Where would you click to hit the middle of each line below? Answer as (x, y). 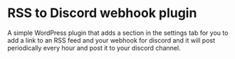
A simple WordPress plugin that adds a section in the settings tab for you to (118, 33)
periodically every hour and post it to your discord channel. (94, 48)
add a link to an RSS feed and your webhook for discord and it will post (111, 40)
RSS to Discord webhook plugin (102, 13)
